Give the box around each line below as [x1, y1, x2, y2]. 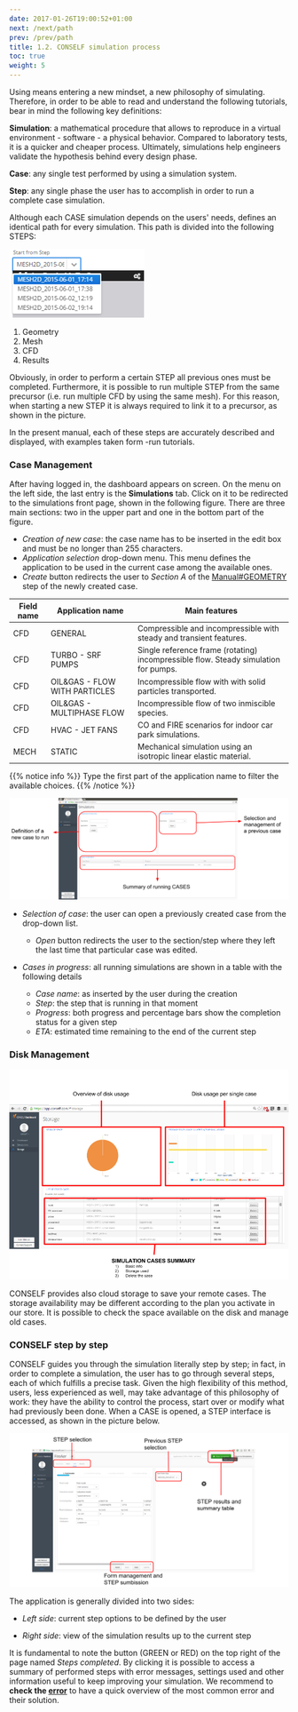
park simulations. [137, 729, 200, 740]
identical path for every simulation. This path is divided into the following [9, 222, 275, 232]
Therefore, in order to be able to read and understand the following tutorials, [9, 96, 288, 107]
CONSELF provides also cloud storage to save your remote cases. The [9, 1288, 267, 1299]
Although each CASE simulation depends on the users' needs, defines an [9, 212, 277, 222]
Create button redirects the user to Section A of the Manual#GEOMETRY [21, 571, 287, 582]
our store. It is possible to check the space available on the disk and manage [9, 1307, 289, 1318]
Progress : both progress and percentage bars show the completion [35, 1007, 281, 1018]
